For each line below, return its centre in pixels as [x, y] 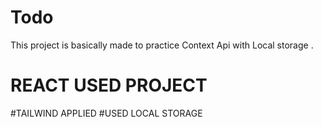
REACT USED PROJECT [109, 85]
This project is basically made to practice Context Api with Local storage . [162, 45]
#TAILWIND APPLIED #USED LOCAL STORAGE [106, 113]
